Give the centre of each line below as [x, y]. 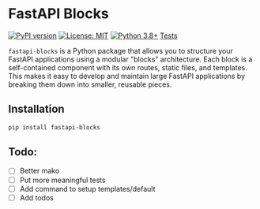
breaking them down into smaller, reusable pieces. [90, 84]
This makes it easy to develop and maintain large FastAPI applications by [127, 76]
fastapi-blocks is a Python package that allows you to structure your [121, 50]
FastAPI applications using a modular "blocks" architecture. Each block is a [130, 59]
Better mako [40, 171]
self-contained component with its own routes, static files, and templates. [128, 67]
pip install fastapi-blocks [55, 127]
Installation [36, 109]
